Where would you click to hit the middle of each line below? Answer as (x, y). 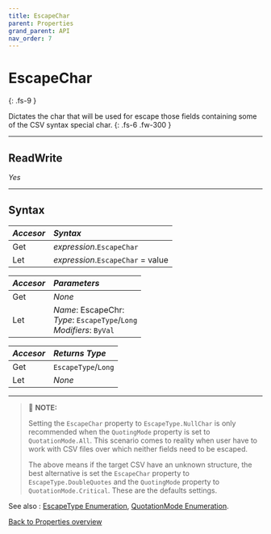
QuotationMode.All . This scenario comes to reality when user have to (143, 440)
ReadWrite (35, 158)
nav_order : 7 (30, 38)
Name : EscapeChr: (89, 309)
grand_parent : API (39, 31)
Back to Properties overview (55, 521)
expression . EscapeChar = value (111, 259)
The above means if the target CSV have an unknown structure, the (140, 465)
